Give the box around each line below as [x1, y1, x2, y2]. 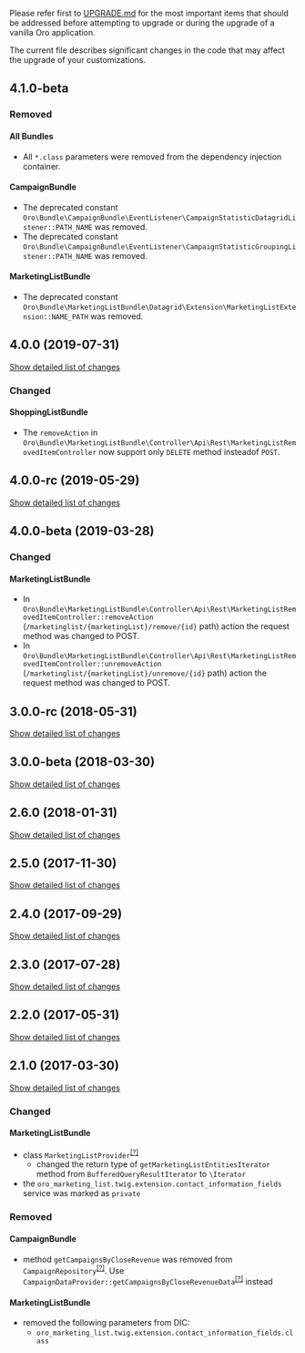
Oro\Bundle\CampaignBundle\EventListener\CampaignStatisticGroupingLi [22, 242, 297, 252]
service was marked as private [22, 1188, 141, 1199]
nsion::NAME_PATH [22, 312, 89, 322]
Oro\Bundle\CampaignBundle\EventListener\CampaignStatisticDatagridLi [22, 213, 297, 222]
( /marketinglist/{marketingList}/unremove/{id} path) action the [22, 667, 267, 678]
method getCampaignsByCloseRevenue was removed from [22, 1254, 233, 1265]
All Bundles [9, 130, 54, 141]
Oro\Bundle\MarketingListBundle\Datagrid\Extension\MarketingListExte [22, 303, 297, 312]
